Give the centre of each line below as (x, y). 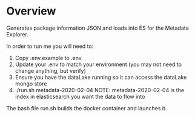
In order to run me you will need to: (50, 46)
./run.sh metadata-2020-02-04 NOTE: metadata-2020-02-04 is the (100, 90)
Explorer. (18, 34)
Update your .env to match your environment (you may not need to (98, 64)
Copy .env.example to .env (48, 58)
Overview (31, 11)
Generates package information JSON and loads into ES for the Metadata (97, 28)
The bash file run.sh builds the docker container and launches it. (87, 108)
